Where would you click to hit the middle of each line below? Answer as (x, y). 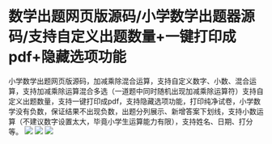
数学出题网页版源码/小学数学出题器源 (132, 17)
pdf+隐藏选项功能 (68, 57)
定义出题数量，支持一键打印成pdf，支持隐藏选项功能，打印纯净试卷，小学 (131, 101)
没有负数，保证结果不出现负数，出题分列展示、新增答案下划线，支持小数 (136, 111)
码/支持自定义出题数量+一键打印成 (122, 37)
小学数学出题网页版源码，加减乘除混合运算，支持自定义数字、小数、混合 (129, 81)
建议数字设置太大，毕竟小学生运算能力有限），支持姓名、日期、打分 (141, 121)
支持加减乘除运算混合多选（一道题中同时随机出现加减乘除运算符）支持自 (143, 91)
